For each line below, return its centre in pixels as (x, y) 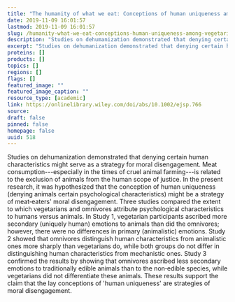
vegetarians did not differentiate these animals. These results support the (113, 276)
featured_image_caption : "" (48, 92)
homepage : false (31, 131)
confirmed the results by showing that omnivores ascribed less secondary (114, 261)
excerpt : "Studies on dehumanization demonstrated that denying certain (115, 46)
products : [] (26, 59)
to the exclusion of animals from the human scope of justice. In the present (115, 180)
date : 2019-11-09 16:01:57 (47, 20)
